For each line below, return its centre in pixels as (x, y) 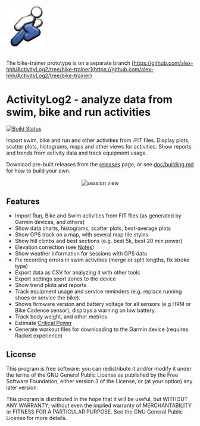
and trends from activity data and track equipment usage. (77, 153)
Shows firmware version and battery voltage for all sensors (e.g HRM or (103, 304)
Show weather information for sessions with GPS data (81, 254)
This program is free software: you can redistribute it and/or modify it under (99, 369)
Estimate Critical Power (43, 323)
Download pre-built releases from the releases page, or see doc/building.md (100, 164)
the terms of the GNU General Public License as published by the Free (92, 375)
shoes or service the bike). (47, 298)
